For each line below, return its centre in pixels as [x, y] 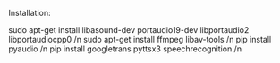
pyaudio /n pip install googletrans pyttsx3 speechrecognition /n [125, 49]
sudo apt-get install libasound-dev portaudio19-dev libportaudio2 [129, 30]
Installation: [30, 13]
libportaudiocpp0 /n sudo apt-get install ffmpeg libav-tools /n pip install [140, 39]
